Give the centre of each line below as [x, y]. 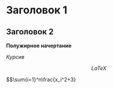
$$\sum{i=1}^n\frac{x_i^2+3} [41, 80]
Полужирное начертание [39, 45]
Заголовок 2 [30, 32]
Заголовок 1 [37, 10]
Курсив [15, 57]
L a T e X [99, 68]
